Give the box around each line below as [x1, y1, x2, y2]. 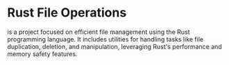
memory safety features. [7, 50, 78, 58]
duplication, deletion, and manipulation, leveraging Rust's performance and [7, 42, 222, 50]
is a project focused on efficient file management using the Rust [7, 28, 190, 36]
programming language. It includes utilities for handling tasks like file [7, 35, 203, 43]
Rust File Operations [7, 5, 127, 21]
